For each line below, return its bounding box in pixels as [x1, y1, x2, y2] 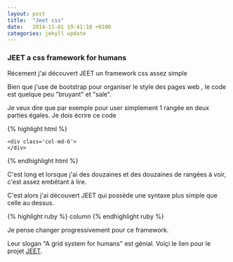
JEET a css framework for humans [7, 53, 127, 63]
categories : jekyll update [7, 29, 86, 37]
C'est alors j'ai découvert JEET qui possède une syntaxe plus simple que [7, 191, 218, 200]
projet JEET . [7, 247, 43, 255]
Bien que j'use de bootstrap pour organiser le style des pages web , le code [7, 82, 227, 91]
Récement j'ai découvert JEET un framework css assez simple [7, 69, 187, 77]
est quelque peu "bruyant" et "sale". [7, 90, 112, 98]
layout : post [7, 10, 46, 18]
